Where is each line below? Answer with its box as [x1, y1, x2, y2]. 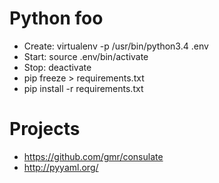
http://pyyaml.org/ [23, 161, 99, 173]
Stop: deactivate [23, 61, 92, 73]
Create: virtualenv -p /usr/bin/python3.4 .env [23, 40, 209, 52]
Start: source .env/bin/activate [23, 50, 149, 62]
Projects [9, 118, 81, 141]
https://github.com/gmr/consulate [23, 150, 164, 162]
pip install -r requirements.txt [23, 82, 144, 94]
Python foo [9, 7, 104, 30]
